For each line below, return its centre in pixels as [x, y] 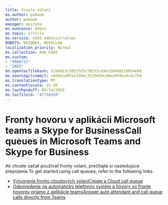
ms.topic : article [25, 33]
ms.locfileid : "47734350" [32, 95]
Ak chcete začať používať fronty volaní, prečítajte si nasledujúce [72, 166]
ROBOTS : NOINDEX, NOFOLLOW [34, 43]
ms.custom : [17, 57]
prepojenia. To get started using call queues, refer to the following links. [79, 171]
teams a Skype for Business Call [74, 130]
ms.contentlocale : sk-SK [31, 85]
